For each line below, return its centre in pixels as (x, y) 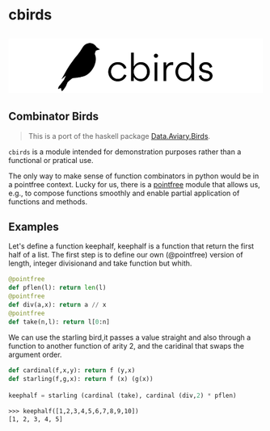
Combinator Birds (54, 117)
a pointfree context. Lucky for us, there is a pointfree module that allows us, (134, 184)
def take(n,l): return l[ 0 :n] (59, 322)
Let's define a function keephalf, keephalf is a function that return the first (131, 246)
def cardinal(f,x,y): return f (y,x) (72, 370)
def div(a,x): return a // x (57, 305)
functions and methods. (48, 201)
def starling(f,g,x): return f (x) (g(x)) (81, 379)
